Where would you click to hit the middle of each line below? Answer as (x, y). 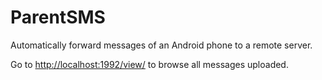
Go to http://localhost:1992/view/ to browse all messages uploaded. (149, 64)
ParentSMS (58, 17)
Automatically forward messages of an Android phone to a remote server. (161, 45)
